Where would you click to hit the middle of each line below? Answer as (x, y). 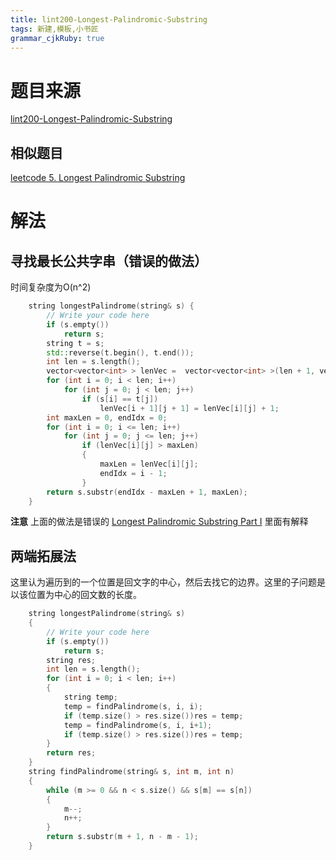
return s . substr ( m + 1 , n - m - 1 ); (122, 837)
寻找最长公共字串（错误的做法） (109, 261)
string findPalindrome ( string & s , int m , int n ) (131, 772)
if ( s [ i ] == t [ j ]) (120, 399)
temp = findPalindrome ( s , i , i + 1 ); (138, 725)
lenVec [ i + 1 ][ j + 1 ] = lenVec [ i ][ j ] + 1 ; (189, 408)
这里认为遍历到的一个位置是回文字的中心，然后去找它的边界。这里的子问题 (163, 582)
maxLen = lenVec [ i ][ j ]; (149, 464)
